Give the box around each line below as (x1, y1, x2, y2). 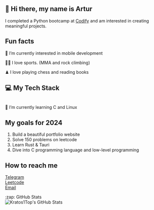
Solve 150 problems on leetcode (12, 137, 77, 143)
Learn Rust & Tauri (12, 142, 50, 148)
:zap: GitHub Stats (5, 194, 42, 200)
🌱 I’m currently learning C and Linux (5, 105, 77, 110)
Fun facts (5, 37, 34, 45)
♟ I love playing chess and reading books (5, 69, 89, 75)
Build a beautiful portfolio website (12, 131, 80, 137)
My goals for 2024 (5, 118, 63, 127)
